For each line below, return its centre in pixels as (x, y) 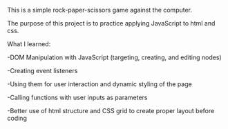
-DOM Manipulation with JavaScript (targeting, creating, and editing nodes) (115, 57)
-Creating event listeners (42, 71)
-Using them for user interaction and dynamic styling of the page (99, 84)
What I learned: (29, 44)
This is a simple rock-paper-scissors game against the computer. (99, 10)
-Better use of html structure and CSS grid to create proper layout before (111, 111)
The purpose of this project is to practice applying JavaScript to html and (111, 23)
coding (17, 118)
